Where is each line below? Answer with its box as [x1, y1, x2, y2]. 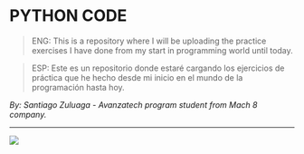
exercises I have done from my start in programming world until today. [31, 44, 293, 55]
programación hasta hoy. [31, 82, 125, 92]
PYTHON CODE [9, 5, 128, 26]
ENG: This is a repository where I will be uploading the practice [31, 35, 267, 46]
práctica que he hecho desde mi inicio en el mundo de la [31, 72, 243, 82]
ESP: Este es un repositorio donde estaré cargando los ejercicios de [31, 63, 285, 73]
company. [9, 109, 47, 120]
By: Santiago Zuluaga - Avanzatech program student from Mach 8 [9, 99, 258, 110]
